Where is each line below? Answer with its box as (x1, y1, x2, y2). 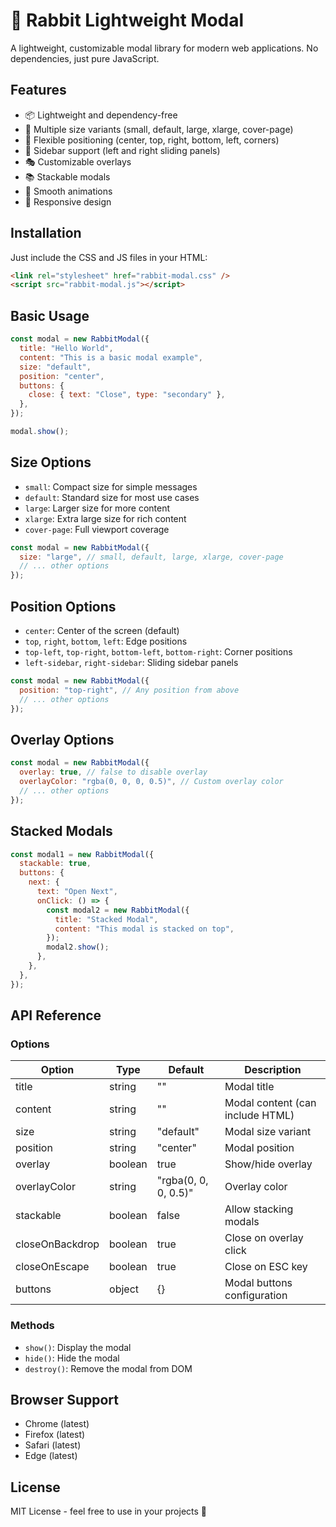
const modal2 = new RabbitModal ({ (46, 905, 190, 915)
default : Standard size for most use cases (24, 491, 200, 503)
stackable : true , (19, 859, 92, 869)
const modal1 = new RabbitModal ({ (10, 849, 155, 859)
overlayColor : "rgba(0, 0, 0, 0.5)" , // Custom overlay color (19, 777, 284, 787)
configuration (224, 1289, 288, 1303)
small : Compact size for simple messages (24, 480, 198, 493)
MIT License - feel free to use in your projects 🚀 (10, 1505, 208, 1518)
